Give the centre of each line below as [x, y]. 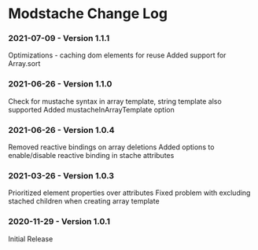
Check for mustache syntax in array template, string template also [115, 101]
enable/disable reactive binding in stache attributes [91, 156]
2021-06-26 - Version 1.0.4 [62, 130]
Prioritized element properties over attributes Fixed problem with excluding [129, 193]
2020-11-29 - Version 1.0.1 [59, 222]
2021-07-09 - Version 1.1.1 [59, 39]
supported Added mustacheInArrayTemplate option [92, 109]
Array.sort [24, 64]
